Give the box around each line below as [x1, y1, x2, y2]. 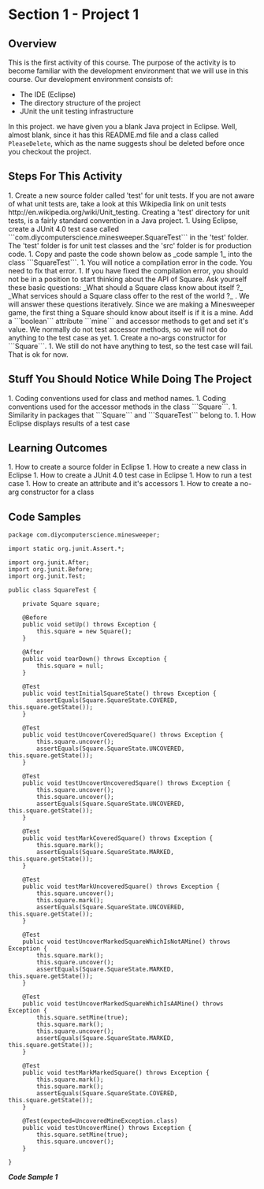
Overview [8, 37, 58, 50]
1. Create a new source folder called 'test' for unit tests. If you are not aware [8, 191, 255, 200]
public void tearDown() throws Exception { [22, 656, 168, 663]
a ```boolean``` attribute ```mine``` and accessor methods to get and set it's [8, 316, 249, 325]
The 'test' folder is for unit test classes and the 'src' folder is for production [8, 240, 252, 250]
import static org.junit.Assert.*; [8, 545, 125, 553]
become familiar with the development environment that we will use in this [8, 66, 249, 76]
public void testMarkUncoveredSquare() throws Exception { [22, 882, 221, 891]
